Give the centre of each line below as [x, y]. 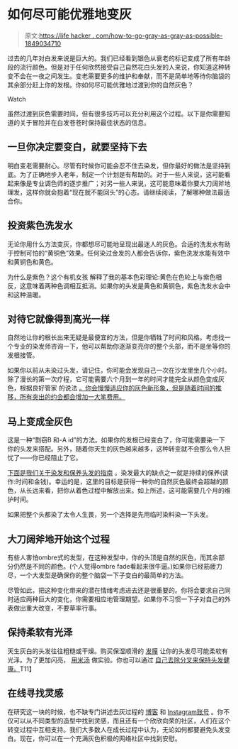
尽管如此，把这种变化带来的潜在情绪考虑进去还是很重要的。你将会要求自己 [116, 590]
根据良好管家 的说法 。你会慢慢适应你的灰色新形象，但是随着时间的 [118, 388]
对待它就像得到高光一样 [58, 319]
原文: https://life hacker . [59, 35]
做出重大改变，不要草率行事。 [57, 608]
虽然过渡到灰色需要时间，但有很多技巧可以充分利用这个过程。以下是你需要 [116, 114]
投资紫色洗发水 [40, 225]
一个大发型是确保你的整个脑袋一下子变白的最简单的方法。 [103, 575]
